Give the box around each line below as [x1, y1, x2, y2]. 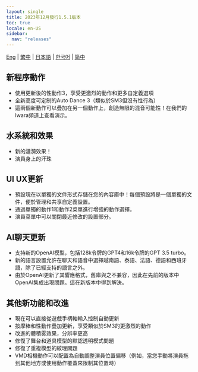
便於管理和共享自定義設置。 [25, 198, 93, 206]
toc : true [6, 20, 31, 26]
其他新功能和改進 [6, 298, 69, 308]
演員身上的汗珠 [14, 155, 52, 162]
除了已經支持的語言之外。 [25, 264, 88, 271]
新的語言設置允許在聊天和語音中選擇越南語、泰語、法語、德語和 [14, 257, 171, 264]
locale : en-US [6, 25, 42, 31]
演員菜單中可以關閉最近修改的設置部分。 [14, 213, 114, 220]
